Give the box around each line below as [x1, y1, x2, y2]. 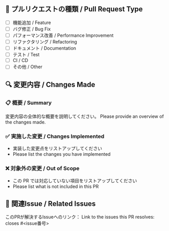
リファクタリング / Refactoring [12, 39, 78, 45]
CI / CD [12, 57, 29, 64]
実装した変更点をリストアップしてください [12, 145, 102, 152]
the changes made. [5, 119, 46, 125]
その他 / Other [12, 64, 42, 70]
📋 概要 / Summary [5, 99, 52, 106]
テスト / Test [12, 52, 40, 58]
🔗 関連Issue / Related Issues [5, 199, 96, 208]
